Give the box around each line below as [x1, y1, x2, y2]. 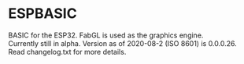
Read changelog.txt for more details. [8, 47, 127, 56]
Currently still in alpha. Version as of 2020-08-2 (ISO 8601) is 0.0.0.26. [8, 38, 238, 48]
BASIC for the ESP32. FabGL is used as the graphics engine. [8, 30, 204, 40]
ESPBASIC [8, 5, 77, 23]
